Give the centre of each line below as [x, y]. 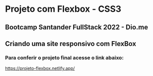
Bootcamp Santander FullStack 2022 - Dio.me [76, 27]
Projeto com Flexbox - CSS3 [63, 9]
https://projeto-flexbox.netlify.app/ [40, 68]
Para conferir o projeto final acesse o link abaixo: [64, 57]
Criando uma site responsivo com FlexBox [71, 43]
